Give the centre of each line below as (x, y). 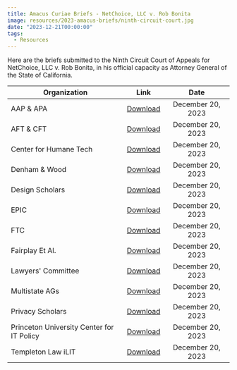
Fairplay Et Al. (34, 251)
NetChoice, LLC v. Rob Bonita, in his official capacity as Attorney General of (117, 68)
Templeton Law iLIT (43, 352)
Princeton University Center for (62, 327)
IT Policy (25, 336)
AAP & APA (29, 109)
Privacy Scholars (39, 312)
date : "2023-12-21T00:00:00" (50, 27)
